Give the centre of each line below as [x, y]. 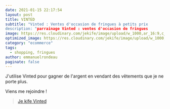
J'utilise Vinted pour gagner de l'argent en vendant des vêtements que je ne [84, 76]
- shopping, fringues [33, 52]
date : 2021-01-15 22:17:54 [34, 10]
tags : [11, 48]
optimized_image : [24, 39]
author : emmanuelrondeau [31, 57]
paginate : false [22, 62]
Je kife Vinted [32, 101]
